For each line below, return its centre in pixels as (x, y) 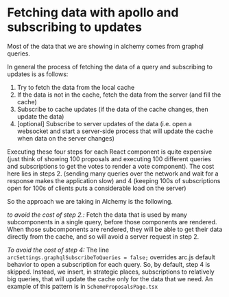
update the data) (40, 116)
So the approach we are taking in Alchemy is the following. (90, 201)
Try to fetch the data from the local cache (76, 87)
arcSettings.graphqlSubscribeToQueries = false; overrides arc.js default (111, 257)
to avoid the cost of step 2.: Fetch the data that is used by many (97, 215)
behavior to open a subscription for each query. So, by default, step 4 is (109, 264)
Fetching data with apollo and (93, 13)
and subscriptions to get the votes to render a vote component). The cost (111, 166)
